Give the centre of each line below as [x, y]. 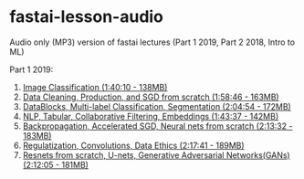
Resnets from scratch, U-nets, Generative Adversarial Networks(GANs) [156, 155]
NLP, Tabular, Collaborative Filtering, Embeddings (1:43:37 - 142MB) [151, 116]
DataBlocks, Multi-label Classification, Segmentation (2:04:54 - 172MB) [157, 106]
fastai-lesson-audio [87, 17]
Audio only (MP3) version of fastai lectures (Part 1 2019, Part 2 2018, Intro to [152, 42]
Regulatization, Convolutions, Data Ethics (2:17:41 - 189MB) [133, 145]
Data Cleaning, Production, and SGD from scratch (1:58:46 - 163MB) [151, 97]
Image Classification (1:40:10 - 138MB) [95, 87]
